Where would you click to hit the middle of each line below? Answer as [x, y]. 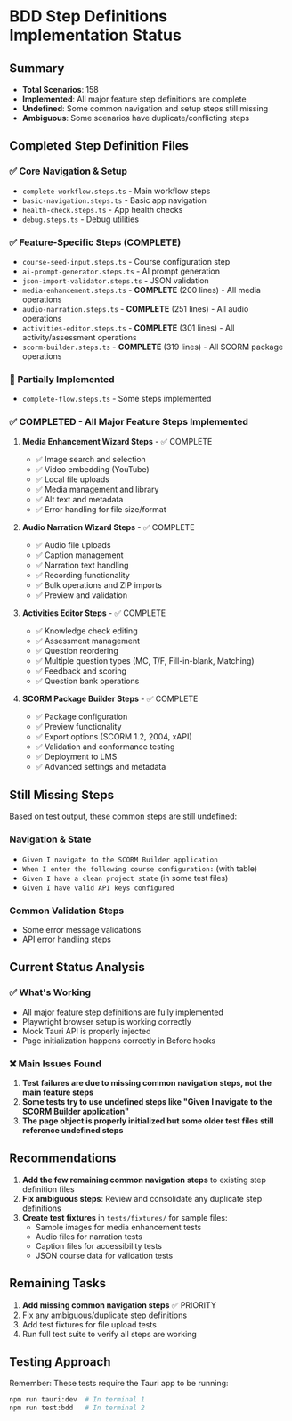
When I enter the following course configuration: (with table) [140, 868]
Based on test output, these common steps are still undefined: [123, 816]
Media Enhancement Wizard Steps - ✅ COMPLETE [117, 441]
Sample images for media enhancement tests [118, 1227]
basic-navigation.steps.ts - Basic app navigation [114, 200]
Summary [37, 68]
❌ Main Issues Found [56, 1064]
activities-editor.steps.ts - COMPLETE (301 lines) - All [128, 328]
